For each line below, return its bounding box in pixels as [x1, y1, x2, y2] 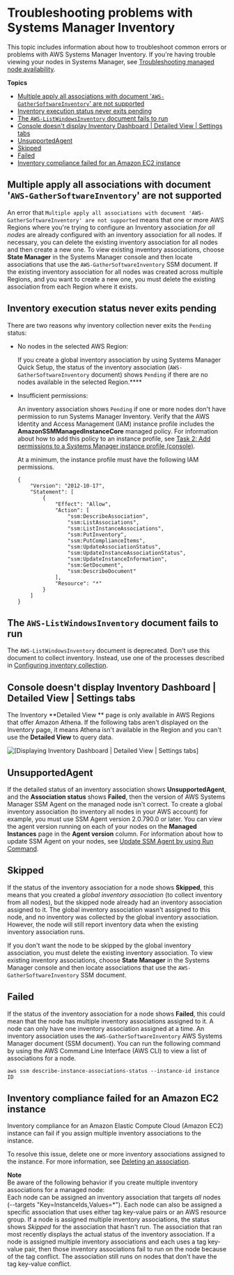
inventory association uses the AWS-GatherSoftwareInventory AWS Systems [7, 1032, 223, 1040]
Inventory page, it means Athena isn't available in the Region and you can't [7, 726, 221, 734]
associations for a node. [7, 1054, 77, 1062]
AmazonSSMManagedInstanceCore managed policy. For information [17, 427, 218, 435]
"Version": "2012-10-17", [30, 482, 106, 489]
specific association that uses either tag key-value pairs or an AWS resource [7, 1208, 226, 1216]
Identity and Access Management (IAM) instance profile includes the [17, 420, 214, 428]
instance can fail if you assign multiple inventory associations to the [7, 1129, 202, 1138]
